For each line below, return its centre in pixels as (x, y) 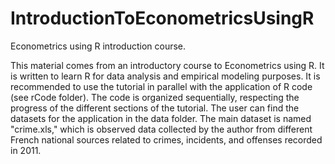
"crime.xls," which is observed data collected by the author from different (161, 129)
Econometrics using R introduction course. (98, 46)
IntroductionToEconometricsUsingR (162, 18)
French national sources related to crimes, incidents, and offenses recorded (166, 139)
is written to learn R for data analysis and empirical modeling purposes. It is (165, 76)
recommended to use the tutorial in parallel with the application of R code (161, 86)
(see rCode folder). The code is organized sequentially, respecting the (155, 97)
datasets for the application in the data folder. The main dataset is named (161, 118)
